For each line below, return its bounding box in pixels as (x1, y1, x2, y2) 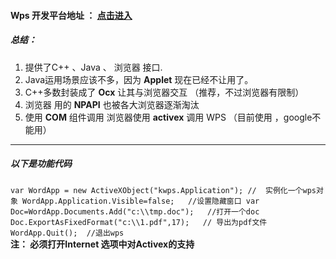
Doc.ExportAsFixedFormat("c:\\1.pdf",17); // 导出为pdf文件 (10, 217, 268, 227)
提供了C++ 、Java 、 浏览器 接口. (24, 61, 163, 73)
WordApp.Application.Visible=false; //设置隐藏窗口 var (22, 196, 260, 206)
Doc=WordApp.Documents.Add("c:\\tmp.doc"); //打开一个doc (10, 206, 260, 217)
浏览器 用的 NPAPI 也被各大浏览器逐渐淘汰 (24, 98, 200, 110)
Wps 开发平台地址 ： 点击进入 (10, 9, 133, 21)
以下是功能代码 (10, 158, 72, 170)
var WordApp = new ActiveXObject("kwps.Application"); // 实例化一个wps (10, 185, 317, 195)
